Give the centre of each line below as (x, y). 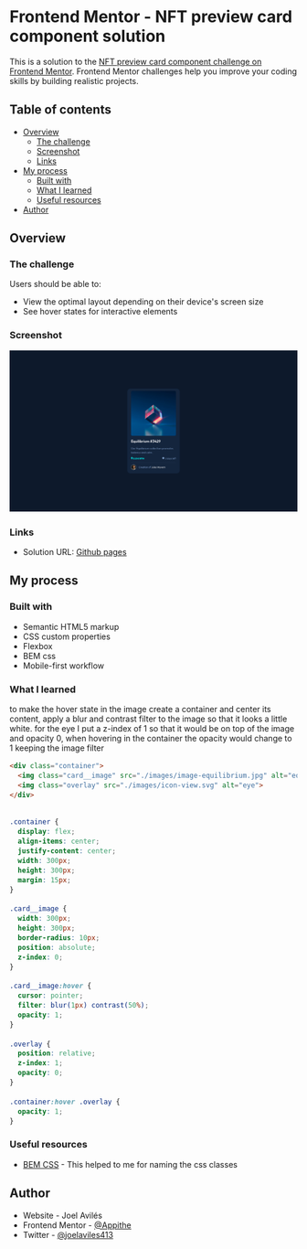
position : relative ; (57, 1053)
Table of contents (60, 110)
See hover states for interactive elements (100, 312)
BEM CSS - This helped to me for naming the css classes (130, 1164)
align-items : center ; (59, 842)
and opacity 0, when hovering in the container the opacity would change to (151, 739)
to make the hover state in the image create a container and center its (140, 710)
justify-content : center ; (67, 851)
